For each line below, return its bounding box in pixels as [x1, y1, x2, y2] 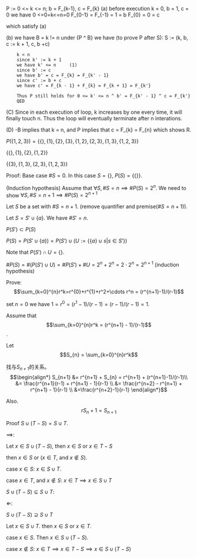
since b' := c [16, 67, 51, 73]
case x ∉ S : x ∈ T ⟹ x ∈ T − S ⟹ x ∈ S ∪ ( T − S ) [6, 546, 131, 553]
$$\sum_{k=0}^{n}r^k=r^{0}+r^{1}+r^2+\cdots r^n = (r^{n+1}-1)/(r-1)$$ [14, 288, 184, 295]
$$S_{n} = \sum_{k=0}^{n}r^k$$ [59, 351, 138, 358]
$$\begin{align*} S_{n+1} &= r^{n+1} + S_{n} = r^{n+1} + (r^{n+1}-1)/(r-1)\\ [9, 374, 188, 381]
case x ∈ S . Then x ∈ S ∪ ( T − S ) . [6, 534, 89, 541]
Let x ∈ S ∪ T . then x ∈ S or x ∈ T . [6, 523, 92, 530]
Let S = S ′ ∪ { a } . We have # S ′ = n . [6, 215, 88, 222]
